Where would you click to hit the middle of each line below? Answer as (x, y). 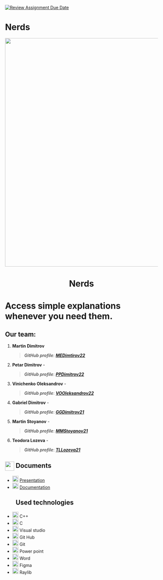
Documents (33, 465)
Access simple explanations (63, 306)
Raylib (25, 572)
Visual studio (32, 530)
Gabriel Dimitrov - (31, 403)
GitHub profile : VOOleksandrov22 (59, 393)
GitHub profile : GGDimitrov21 (54, 412)
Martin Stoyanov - (31, 422)
